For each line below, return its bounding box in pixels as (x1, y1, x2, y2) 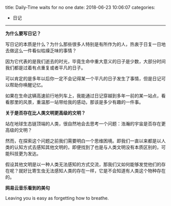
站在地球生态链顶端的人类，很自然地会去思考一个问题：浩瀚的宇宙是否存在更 (5, 121, 166, 127)
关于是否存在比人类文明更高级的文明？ (5, 110, 85, 116)
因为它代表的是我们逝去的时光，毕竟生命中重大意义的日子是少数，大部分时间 (5, 58, 166, 64)
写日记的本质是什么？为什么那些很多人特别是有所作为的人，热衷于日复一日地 (5, 41, 166, 47)
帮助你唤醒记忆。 (9, 82, 46, 88)
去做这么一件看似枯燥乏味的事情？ (5, 48, 77, 53)
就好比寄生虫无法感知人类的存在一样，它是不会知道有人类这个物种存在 (18, 168, 166, 173)
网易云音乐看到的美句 (5, 185, 50, 191)
